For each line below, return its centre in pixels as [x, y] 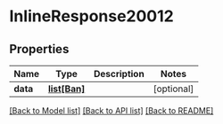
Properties [39, 49]
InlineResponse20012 [91, 16]
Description [119, 74]
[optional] [173, 89]
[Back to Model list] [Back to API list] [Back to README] [111, 111]
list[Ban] [66, 89]
